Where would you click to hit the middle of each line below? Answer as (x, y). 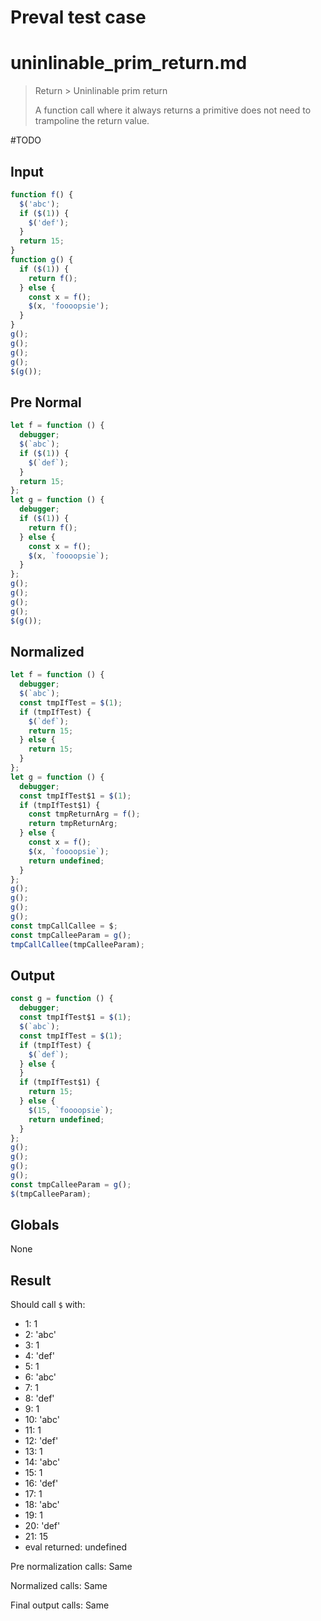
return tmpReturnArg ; (73, 824)
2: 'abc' (40, 1335)
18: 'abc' (42, 1505)
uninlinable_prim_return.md (129, 63)
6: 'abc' (40, 1377)
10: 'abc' (42, 1420)
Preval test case (78, 17)
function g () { (42, 260)
